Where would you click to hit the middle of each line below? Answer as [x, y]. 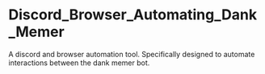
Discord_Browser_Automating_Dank [132, 15]
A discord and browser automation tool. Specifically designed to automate [132, 54]
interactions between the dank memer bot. [79, 63]
